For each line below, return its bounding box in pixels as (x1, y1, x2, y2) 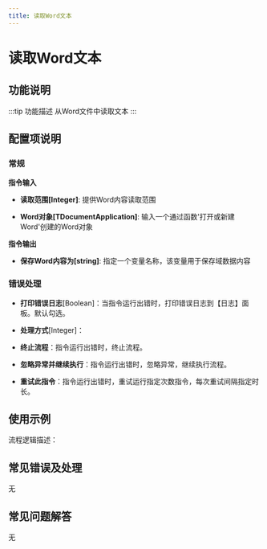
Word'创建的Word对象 (19, 222, 94, 231)
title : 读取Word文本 (8, 11, 72, 20)
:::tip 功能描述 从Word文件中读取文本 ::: (8, 106, 137, 116)
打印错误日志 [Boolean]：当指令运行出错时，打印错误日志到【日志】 (19, 298, 242, 308)
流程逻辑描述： (8, 435, 58, 445)
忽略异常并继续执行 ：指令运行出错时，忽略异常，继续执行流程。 (19, 359, 231, 369)
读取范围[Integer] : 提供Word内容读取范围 (19, 195, 156, 205)
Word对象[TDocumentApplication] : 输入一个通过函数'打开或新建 (19, 212, 235, 222)
